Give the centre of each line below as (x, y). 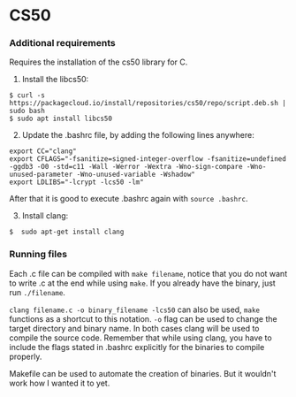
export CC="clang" (43, 151)
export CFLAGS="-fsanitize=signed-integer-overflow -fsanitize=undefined (148, 159)
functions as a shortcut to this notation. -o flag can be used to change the (143, 318)
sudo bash (27, 111)
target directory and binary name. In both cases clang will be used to (134, 328)
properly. (26, 356)
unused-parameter (41, 175)
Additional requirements (63, 43)
